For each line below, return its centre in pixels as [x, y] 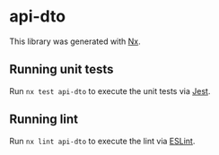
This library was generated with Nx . [75, 41]
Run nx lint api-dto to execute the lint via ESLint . [102, 141]
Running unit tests [61, 69]
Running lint [44, 120]
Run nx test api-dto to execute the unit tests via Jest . [110, 90]
